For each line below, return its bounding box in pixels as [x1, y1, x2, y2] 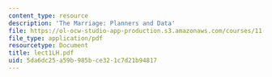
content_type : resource [8, 11, 89, 20]
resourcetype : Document [8, 42, 89, 50]
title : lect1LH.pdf [8, 49, 74, 57]
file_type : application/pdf [8, 34, 104, 43]
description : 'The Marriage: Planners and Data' [8, 19, 176, 27]
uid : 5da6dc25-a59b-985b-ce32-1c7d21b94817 [8, 57, 158, 65]
